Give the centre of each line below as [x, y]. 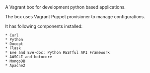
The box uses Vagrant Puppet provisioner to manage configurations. [75, 17]
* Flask [13, 48]
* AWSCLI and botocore [29, 57]
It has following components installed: [44, 26]
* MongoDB [15, 61]
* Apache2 [15, 66]
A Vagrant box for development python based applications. [65, 7]
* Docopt [14, 44]
